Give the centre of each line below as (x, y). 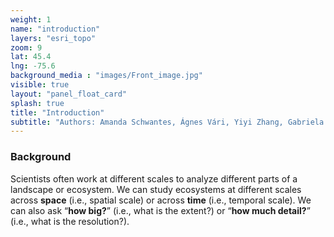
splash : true (37, 103)
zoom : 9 (26, 47)
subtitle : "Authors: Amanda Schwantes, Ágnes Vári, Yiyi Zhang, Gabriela (167, 122)
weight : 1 (31, 19)
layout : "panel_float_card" (69, 94)
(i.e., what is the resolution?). (70, 221)
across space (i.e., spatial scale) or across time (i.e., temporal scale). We (161, 200)
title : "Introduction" (57, 112)
